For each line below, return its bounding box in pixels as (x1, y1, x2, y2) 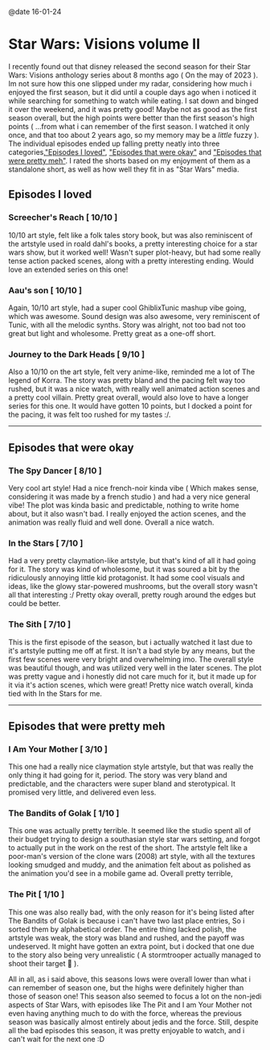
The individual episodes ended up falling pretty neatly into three (8, 139, 220, 148)
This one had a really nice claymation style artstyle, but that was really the (8, 762, 254, 772)
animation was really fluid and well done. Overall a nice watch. (8, 517, 215, 527)
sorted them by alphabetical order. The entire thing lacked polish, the (8, 924, 237, 934)
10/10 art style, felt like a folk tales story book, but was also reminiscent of (8, 230, 253, 240)
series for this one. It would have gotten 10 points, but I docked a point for (8, 401, 253, 411)
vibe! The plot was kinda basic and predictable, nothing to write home (8, 500, 239, 510)
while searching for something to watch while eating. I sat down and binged (8, 96, 259, 106)
